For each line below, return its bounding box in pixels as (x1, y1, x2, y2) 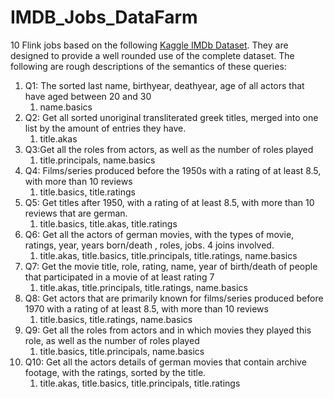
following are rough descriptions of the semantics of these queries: (10, 60, 287, 72)
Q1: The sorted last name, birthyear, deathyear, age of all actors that (24, 79, 305, 91)
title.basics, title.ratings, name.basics (39, 313, 193, 325)
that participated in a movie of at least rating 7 (24, 271, 215, 283)
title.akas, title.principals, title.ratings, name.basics (39, 281, 248, 293)
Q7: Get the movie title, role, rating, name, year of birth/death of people (24, 260, 318, 272)
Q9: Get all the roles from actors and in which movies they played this (24, 324, 312, 336)
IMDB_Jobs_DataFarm (10, 6, 198, 29)
